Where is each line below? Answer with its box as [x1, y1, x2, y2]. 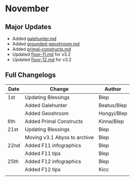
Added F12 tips [25, 166, 61, 173]
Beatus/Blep [98, 102, 127, 109]
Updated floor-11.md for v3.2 [12, 51, 71, 57]
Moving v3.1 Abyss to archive [25, 134, 94, 141]
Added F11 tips [25, 150, 61, 157]
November [5, 3, 49, 14]
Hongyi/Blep [98, 109, 128, 116]
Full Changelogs [5, 71, 56, 79]
